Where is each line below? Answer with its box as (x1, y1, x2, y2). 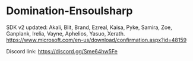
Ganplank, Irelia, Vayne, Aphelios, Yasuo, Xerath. (6, 30, 125, 37)
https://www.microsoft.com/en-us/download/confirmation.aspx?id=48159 (6, 36, 187, 43)
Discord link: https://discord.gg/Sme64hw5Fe (6, 47, 118, 54)
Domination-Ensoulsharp (6, 4, 133, 18)
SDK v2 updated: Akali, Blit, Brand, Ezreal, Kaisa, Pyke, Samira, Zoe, (6, 24, 172, 31)
